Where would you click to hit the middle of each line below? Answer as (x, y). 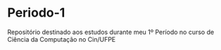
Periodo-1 (36, 13)
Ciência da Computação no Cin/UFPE (62, 39)
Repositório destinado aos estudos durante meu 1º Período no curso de (111, 32)
